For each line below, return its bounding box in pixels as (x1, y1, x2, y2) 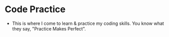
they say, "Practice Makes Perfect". (12, 25, 87, 31)
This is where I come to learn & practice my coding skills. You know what (12, 20, 164, 26)
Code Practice (5, 4, 66, 15)
